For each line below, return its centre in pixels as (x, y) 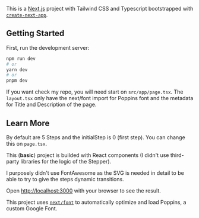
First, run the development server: (48, 47)
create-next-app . (27, 15)
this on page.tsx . (27, 144)
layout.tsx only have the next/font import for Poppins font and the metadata (100, 98)
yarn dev (17, 70)
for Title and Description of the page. (51, 105)
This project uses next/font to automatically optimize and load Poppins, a (96, 202)
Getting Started (35, 33)
